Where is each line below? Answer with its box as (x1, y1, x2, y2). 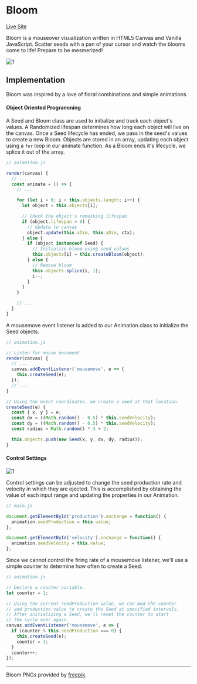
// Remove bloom (32, 262, 72, 268)
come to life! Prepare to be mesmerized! (6, 46, 103, 53)
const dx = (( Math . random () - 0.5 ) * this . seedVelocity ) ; (11, 415, 157, 421)
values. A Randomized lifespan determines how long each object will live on (6, 123, 189, 130)
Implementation (6, 75, 66, 85)
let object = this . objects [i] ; (21, 203, 98, 209)
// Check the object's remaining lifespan (21, 214, 127, 219)
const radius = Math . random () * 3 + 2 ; (11, 426, 109, 432)
